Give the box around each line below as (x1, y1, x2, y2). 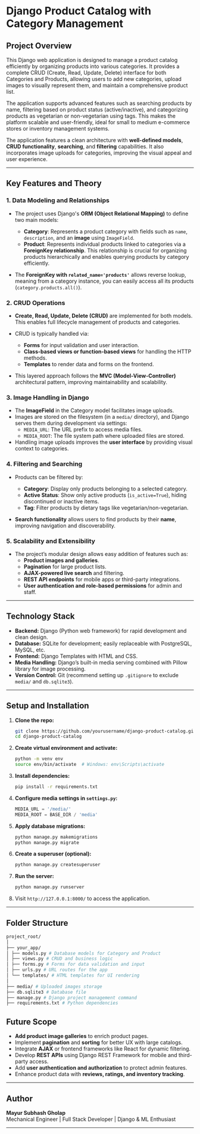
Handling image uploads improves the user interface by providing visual (14, 438, 193, 446)
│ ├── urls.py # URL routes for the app (6, 967, 108, 973)
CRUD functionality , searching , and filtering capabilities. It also (6, 143, 164, 150)
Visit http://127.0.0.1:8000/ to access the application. (14, 895, 151, 902)
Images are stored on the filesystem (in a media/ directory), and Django (14, 413, 189, 421)
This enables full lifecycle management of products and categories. (14, 318, 180, 326)
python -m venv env (14, 756, 64, 762)
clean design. (14, 634, 48, 641)
